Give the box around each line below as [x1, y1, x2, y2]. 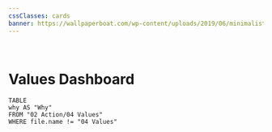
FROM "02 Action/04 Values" [8, 111, 104, 119]
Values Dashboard [8, 70, 135, 88]
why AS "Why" [8, 104, 53, 112]
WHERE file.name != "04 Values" [8, 118, 117, 126]
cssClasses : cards [8, 11, 70, 20]
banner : [8, 19, 35, 28]
